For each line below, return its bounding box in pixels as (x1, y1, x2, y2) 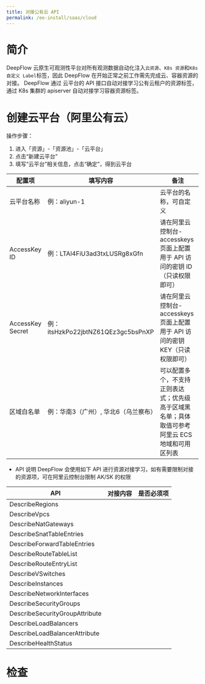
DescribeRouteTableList (9, 550, 77, 558)
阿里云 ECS (159, 430, 192, 439)
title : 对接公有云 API (6, 9, 60, 15)
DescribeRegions (9, 500, 59, 509)
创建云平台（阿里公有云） (6, 111, 135, 125)
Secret (9, 327, 29, 336)
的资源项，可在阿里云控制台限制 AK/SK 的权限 (15, 473, 131, 480)
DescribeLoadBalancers (9, 619, 78, 628)
